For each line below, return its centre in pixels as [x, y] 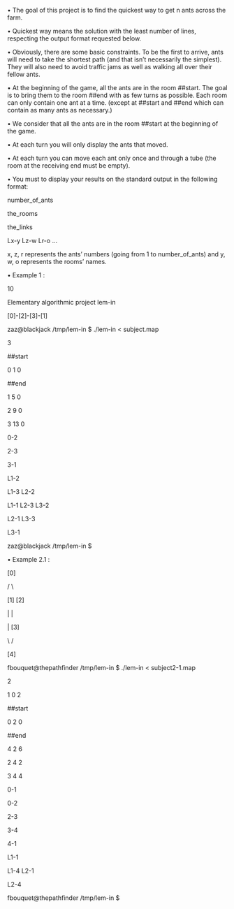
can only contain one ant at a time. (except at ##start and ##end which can [116, 103]
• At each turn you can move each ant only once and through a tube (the [112, 158]
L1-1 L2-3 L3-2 [28, 505]
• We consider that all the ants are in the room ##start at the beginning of [113, 124]
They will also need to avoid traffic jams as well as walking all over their [110, 67]
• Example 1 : [26, 275]
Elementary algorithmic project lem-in [61, 302]
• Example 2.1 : [29, 559]
